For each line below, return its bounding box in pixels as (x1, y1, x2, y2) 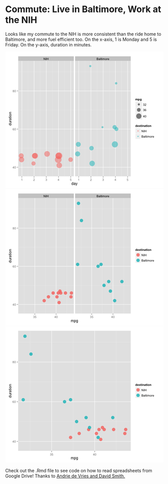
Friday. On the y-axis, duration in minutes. (5, 41, 92, 47)
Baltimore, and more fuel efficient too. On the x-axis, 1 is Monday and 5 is (5, 36, 157, 42)
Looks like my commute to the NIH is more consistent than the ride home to (5, 31, 161, 37)
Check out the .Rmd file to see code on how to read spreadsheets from (5, 467, 152, 473)
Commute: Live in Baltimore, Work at (5, 4, 161, 15)
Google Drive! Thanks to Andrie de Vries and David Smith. (5, 473, 125, 479)
